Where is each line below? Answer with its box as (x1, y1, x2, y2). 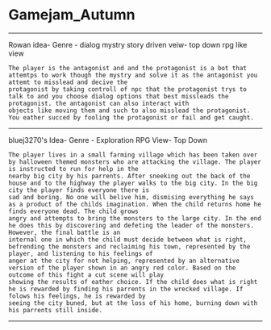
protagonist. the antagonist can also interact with (8, 99, 190, 107)
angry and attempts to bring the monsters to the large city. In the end (8, 214, 262, 223)
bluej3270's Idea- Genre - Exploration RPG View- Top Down (8, 135, 208, 144)
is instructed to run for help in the (8, 165, 139, 173)
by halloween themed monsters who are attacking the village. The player (8, 157, 262, 166)
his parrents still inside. (8, 306, 103, 314)
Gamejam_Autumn (8, 6, 135, 24)
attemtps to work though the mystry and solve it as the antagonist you (8, 71, 258, 79)
